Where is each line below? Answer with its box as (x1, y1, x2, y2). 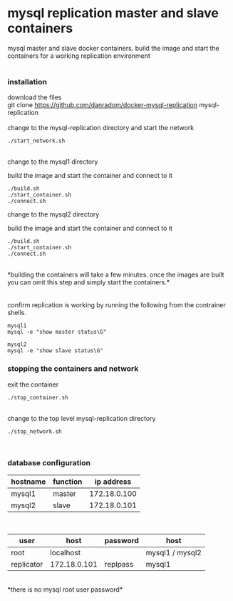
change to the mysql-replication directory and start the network (7, 124, 195, 132)
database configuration (7, 458, 91, 468)
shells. (7, 309, 27, 317)
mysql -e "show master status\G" (7, 329, 107, 336)
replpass (104, 559, 134, 569)
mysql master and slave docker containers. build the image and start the (7, 44, 219, 52)
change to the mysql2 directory (7, 210, 100, 219)
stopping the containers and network (7, 364, 139, 374)
